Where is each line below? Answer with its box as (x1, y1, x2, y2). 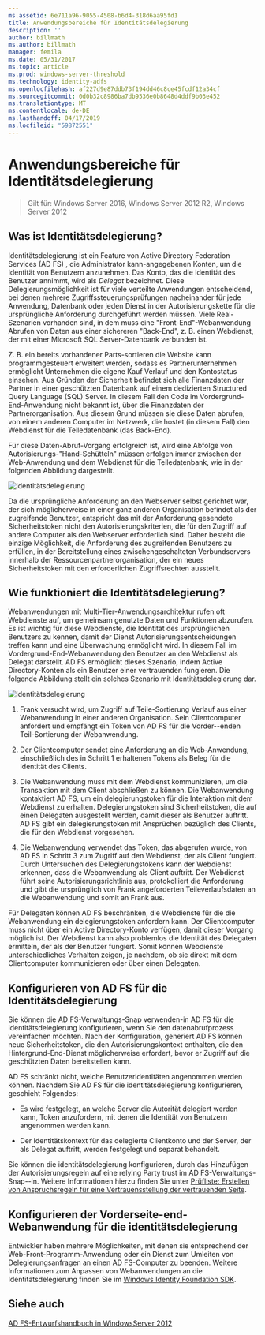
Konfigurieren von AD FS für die (8, 982, 168, 995)
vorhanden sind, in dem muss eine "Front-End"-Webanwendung (42, 317, 251, 327)
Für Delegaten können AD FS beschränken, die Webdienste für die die (8, 908, 236, 918)
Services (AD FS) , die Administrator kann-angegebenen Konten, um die (8, 259, 242, 268)
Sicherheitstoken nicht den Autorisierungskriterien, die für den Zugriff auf (8, 522, 247, 531)
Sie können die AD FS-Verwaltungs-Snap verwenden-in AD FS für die (8, 1015, 234, 1024)
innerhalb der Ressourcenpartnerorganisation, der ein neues (8, 555, 204, 564)
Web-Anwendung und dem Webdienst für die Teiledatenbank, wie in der (8, 457, 243, 466)
